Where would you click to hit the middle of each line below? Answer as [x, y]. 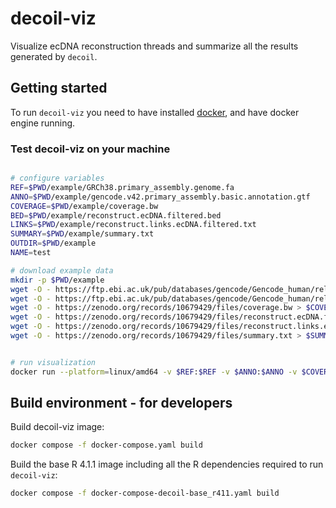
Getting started [59, 88]
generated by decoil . [54, 56]
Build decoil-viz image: [57, 427]
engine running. [43, 123]
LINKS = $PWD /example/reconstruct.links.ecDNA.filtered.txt [133, 225]
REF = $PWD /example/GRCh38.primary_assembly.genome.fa [122, 187]
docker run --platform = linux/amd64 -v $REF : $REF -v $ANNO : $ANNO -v [154, 372]
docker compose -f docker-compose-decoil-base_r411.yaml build [145, 493]
